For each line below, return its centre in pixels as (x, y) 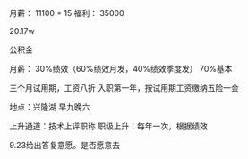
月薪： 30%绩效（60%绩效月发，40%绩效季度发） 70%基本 (121, 69)
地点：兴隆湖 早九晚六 (50, 107)
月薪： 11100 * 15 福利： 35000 (67, 13)
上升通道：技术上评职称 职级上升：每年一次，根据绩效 (108, 126)
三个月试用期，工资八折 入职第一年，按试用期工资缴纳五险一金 (124, 88)
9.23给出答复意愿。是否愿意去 (65, 145)
